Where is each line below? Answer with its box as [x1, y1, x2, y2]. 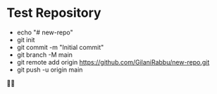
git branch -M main [16, 51, 73, 59]
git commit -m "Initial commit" [16, 43, 104, 51]
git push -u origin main [16, 65, 83, 74]
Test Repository [6, 5, 101, 21]
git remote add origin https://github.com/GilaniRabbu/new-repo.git [16, 58, 210, 66]
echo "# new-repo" [16, 28, 73, 36]
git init [16, 35, 35, 43]
